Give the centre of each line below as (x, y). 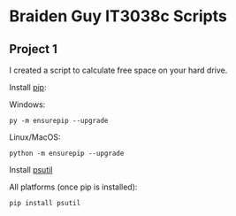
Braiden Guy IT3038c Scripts (118, 16)
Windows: (27, 104)
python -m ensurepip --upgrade (67, 153)
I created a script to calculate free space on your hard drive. (118, 70)
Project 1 (33, 49)
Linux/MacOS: (35, 137)
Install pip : (28, 87)
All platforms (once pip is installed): (73, 187)
